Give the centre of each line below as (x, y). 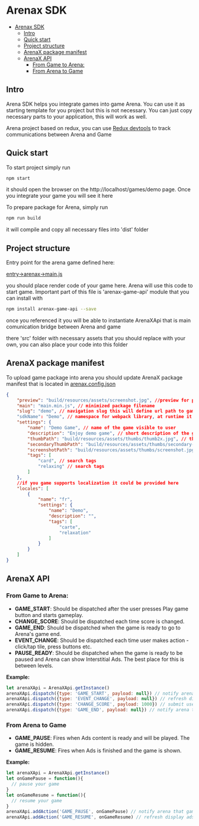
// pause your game (36, 784)
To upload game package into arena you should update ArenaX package (94, 377)
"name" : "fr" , (55, 499)
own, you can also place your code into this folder (67, 344)
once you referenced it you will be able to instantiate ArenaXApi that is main (99, 320)
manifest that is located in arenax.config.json (61, 384)
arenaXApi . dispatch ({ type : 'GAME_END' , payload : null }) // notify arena (98, 710)
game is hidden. (34, 744)
